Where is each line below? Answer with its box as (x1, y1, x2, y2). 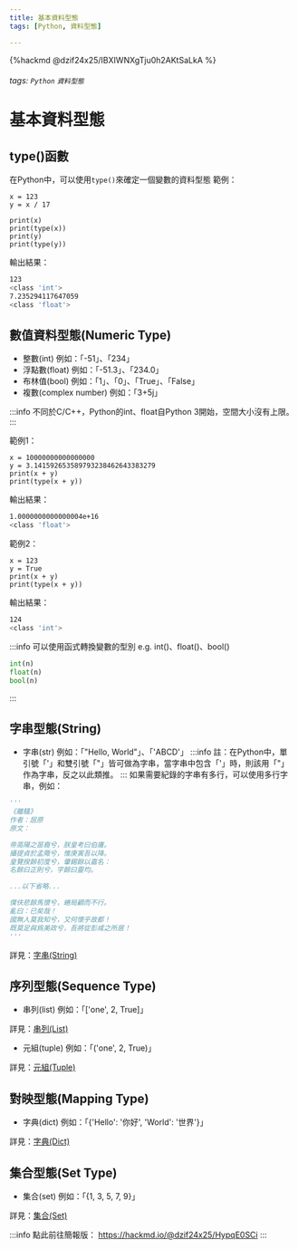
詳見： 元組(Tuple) (9, 1062, 76, 1073)
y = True (9, 564, 43, 573)
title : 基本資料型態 (9, 13, 79, 23)
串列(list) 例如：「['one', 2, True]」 (22, 1004, 149, 1015)
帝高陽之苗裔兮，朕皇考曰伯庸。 (9, 840, 111, 850)
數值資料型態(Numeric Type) (9, 327, 172, 342)
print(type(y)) (9, 240, 67, 249)
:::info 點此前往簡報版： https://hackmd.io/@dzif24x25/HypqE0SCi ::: (9, 1229, 267, 1241)
